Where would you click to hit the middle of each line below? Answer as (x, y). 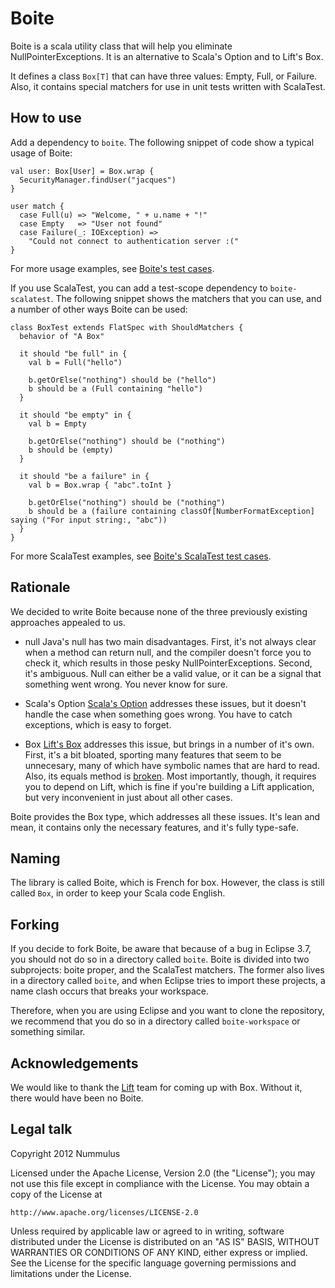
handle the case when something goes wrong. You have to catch (158, 714)
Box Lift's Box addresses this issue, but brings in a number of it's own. (169, 744)
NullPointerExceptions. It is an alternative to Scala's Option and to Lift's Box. (167, 56)
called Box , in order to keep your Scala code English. (118, 893)
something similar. (48, 1032)
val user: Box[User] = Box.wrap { (82, 171)
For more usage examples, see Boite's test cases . (112, 268)
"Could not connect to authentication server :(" (134, 241)
